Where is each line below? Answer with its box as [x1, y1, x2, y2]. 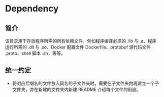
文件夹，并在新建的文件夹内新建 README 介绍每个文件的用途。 [12, 86, 141, 92]
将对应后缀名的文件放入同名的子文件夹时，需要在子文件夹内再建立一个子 [12, 80, 159, 86]
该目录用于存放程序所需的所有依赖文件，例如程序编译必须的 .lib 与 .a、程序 [5, 38, 157, 44]
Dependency [5, 3, 59, 14]
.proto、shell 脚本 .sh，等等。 [5, 50, 66, 56]
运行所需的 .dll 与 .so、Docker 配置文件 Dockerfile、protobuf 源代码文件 [5, 44, 151, 50]
